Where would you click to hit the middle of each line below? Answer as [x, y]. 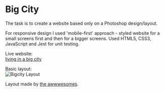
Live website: [19, 54]
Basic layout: [18, 69]
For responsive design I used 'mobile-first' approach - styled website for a [82, 33]
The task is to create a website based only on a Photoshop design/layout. [81, 23]
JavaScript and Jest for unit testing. [42, 43]
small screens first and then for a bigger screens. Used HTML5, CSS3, [78, 38]
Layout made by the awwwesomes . [42, 84]
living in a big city [23, 59]
